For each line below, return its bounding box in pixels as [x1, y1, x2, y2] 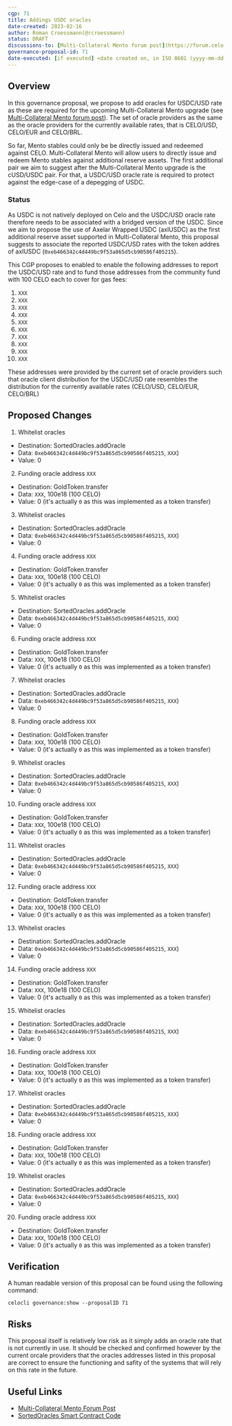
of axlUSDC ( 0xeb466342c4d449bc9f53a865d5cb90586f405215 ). [8, 247, 178, 255]
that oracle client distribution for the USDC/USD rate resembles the [8, 375, 198, 383]
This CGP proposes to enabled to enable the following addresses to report [8, 260, 219, 269]
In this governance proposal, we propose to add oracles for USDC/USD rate [8, 98, 222, 107]
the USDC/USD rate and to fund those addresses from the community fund [8, 268, 221, 276]
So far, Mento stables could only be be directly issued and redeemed [8, 141, 204, 149]
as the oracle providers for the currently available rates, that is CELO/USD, [8, 120, 218, 129]
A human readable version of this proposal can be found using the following [8, 1279, 223, 1288]
